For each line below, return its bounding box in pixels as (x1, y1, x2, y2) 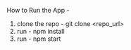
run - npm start (16, 35, 61, 43)
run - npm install (16, 27, 65, 35)
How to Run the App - (6, 6, 70, 14)
